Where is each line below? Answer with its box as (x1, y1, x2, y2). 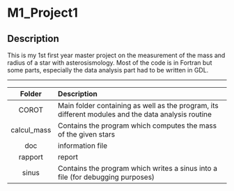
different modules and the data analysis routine (58, 109, 212, 119)
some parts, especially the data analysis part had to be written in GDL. (7, 66, 209, 74)
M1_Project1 (7, 5, 79, 21)
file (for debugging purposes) (58, 172, 155, 182)
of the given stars (58, 130, 116, 139)
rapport (18, 152, 44, 162)
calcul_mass (10, 125, 52, 135)
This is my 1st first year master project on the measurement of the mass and (7, 51, 226, 59)
